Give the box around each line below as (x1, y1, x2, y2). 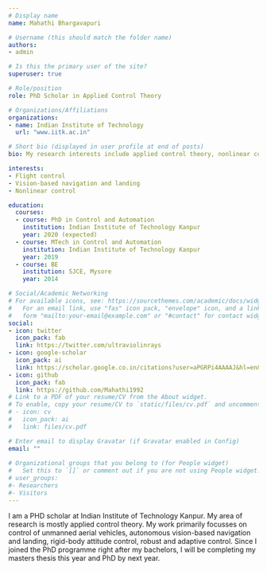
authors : (8, 41, 37, 49)
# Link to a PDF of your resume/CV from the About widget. (8, 393, 208, 401)
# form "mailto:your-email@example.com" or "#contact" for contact (8, 311, 244, 319)
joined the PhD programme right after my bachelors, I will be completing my (8, 545, 256, 554)
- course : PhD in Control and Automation (15, 216, 155, 224)
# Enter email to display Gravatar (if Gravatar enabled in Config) (8, 437, 240, 445)
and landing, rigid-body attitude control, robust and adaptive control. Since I (8, 536, 257, 546)
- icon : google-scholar (8, 349, 87, 357)
